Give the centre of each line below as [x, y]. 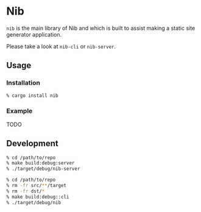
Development [33, 143]
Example [19, 111]
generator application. [34, 34]
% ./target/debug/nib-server [43, 169]
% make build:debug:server [41, 163]
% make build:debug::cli [38, 197]
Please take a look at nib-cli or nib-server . [61, 46]
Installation [23, 83]
